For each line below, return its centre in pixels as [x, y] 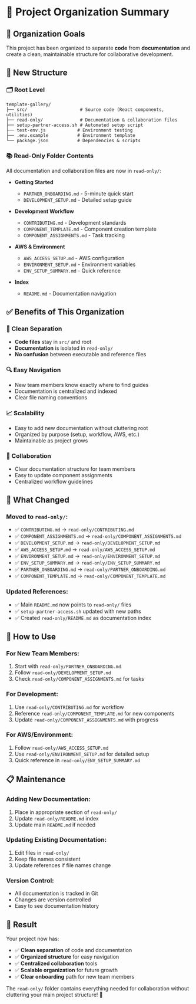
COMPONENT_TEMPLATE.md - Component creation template [90, 229]
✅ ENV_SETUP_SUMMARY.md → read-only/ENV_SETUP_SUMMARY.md [87, 563]
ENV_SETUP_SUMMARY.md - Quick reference [72, 270]
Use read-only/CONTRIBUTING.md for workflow [69, 707]
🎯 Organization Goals [46, 34]
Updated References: [37, 592]
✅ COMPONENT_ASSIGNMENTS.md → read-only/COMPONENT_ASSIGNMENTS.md [98, 536]
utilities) [19, 114]
